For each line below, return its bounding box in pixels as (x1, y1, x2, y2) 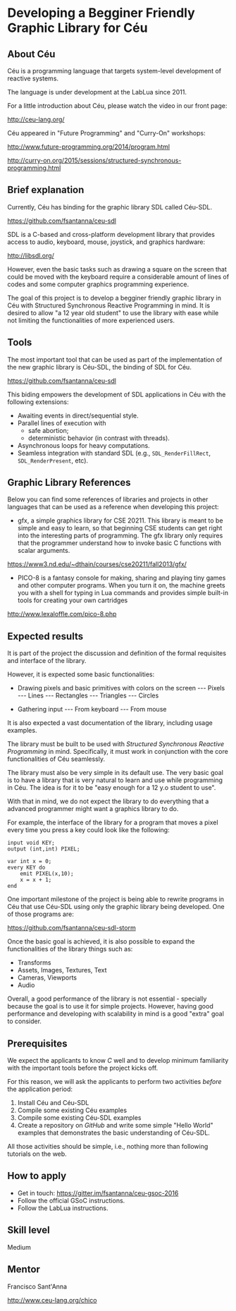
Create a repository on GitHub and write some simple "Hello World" (17, 1121, 213, 1130)
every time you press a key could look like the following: (7, 826, 170, 834)
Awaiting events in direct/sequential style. (17, 411, 139, 420)
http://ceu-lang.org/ (7, 115, 65, 123)
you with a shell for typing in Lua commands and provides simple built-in (17, 589, 229, 597)
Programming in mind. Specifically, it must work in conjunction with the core (7, 748, 229, 756)
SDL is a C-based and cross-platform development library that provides (7, 230, 215, 238)
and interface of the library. (7, 657, 87, 665)
